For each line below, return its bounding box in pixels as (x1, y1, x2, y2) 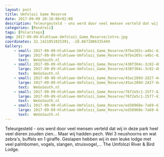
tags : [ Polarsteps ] (5, 30, 45, 35)
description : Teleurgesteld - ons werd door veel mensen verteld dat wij (5, 21, 159, 26)
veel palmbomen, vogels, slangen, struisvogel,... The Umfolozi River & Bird (5, 141, 155, 147)
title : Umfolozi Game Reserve (5, 12, 67, 17)
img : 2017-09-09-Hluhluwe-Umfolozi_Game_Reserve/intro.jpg (5, 35, 128, 40)
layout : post (5, 7, 32, 12)
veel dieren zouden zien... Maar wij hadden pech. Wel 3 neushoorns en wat (5, 131, 157, 136)
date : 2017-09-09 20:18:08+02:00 (5, 16, 73, 21)
